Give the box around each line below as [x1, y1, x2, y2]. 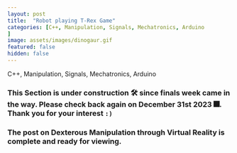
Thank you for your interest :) [7, 108, 113, 118]
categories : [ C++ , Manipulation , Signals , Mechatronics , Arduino [7, 23, 204, 31]
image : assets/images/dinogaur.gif [7, 37, 113, 44]
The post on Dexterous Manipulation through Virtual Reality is [7, 127, 225, 137]
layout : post [7, 10, 46, 18]
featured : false [7, 43, 55, 51]
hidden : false [7, 51, 50, 58]
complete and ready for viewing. [7, 136, 122, 146]
